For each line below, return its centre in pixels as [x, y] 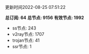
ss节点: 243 [24, 28]
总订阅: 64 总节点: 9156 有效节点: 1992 [45, 18]
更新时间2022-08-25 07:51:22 [35, 7]
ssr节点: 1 [22, 46]
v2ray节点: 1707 [28, 34]
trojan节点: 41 [26, 40]
